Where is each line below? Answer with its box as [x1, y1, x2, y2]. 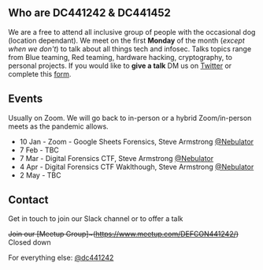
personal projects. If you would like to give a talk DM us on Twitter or [8, 61, 232, 70]
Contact [8, 193, 49, 207]
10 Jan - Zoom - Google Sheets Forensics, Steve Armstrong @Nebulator [19, 137, 254, 146]
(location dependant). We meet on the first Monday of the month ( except [8, 36, 246, 45]
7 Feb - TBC [19, 145, 59, 155]
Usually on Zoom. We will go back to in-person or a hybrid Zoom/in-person [8, 113, 252, 122]
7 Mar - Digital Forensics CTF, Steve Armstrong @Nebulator [19, 153, 214, 163]
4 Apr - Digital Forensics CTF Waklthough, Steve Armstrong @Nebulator [19, 162, 254, 171]
